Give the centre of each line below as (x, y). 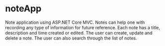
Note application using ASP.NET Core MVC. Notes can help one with (75, 22)
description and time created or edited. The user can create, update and (79, 33)
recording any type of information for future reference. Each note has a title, (82, 27)
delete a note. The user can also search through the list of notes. (71, 38)
